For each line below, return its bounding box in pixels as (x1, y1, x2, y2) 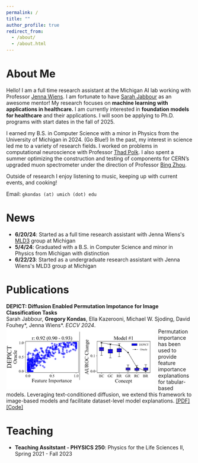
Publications (6, 283, 69, 296)
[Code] (6, 403, 24, 410)
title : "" (6, 15, 31, 22)
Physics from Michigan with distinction (14, 250, 110, 257)
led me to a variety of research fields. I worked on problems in (6, 142, 158, 149)
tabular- (166, 378, 186, 385)
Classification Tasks (6, 309, 58, 316)
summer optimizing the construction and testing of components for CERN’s (6, 155, 190, 162)
